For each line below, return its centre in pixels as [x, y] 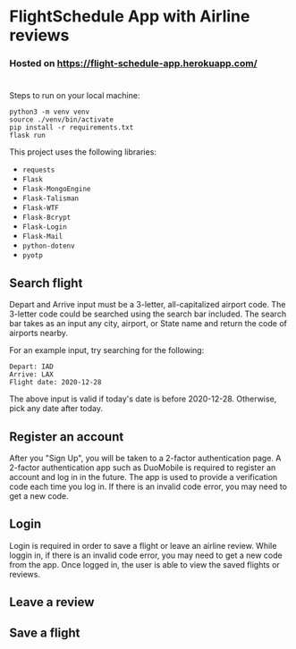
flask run [28, 136]
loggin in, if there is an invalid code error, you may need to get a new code [146, 555]
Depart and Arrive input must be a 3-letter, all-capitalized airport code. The [148, 305]
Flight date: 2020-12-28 [55, 383]
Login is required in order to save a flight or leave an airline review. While [143, 545]
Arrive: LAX [31, 375]
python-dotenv [48, 246]
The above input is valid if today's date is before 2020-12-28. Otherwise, [143, 399]
